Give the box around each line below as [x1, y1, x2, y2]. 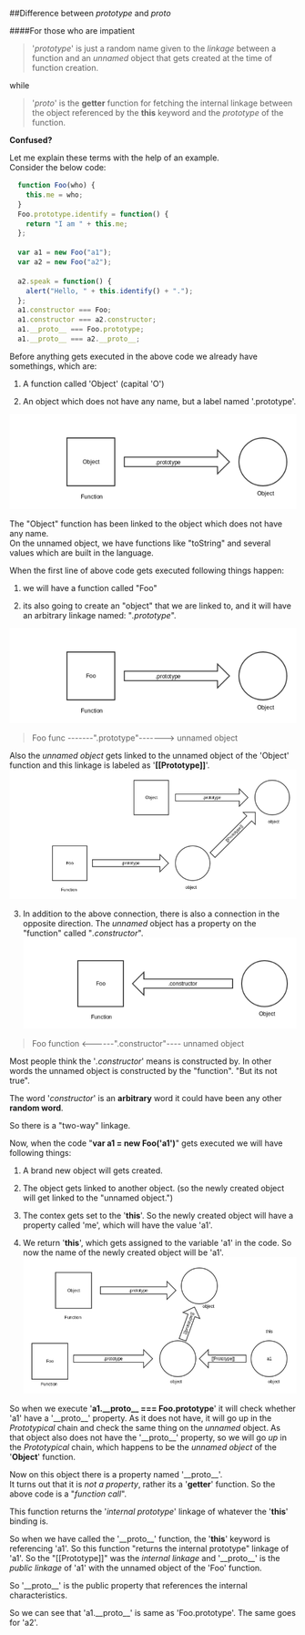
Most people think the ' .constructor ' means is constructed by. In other [9, 1056, 272, 1067]
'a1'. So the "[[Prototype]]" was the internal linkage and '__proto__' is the [9, 1553, 280, 1564]
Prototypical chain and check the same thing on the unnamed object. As [9, 1423, 280, 1434]
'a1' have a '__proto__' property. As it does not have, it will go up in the [9, 1413, 272, 1424]
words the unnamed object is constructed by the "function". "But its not [9, 1065, 278, 1076]
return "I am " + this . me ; [25, 219, 128, 229]
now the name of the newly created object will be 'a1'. [22, 1247, 225, 1258]
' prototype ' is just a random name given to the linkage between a [31, 43, 276, 54]
